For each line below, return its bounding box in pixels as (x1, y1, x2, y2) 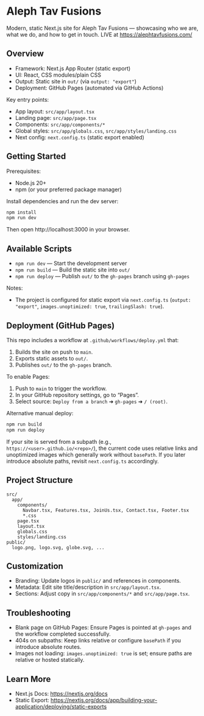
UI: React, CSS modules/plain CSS (15, 71, 102, 79)
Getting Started (6, 151, 66, 162)
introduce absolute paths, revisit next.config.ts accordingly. (6, 457, 160, 465)
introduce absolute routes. (15, 644, 82, 651)
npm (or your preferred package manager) (15, 186, 122, 193)
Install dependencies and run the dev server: (6, 197, 119, 205)
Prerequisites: (6, 167, 41, 175)
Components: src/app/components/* (15, 121, 105, 128)
